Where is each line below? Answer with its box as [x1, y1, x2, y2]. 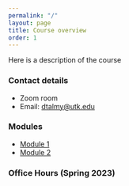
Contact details [8, 75, 69, 86]
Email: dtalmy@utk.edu [19, 101, 95, 111]
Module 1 [19, 139, 50, 149]
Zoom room [19, 93, 58, 103]
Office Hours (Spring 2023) [8, 167, 116, 178]
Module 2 [19, 147, 51, 157]
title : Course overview [8, 26, 87, 34]
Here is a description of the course [8, 55, 122, 65]
